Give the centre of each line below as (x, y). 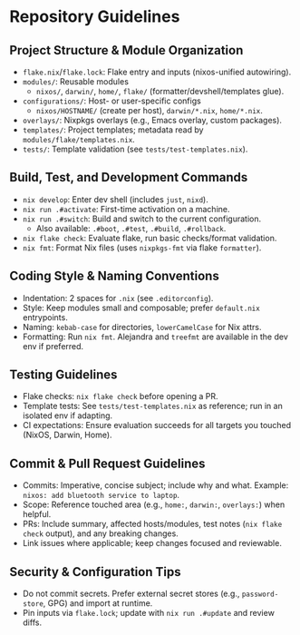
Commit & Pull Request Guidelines (107, 463)
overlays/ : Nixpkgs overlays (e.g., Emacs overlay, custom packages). (152, 120)
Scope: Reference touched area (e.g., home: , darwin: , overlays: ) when (154, 504)
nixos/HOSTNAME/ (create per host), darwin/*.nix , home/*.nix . (149, 110)
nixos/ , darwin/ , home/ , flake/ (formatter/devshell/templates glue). (160, 91)
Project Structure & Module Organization (126, 50)
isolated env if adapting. (68, 415)
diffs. (32, 622)
